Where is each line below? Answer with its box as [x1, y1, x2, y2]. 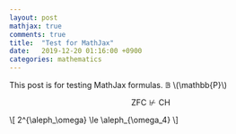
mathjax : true [9, 22, 63, 31]
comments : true [9, 30, 66, 39]
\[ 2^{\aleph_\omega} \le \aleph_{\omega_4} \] [9, 114, 179, 125]
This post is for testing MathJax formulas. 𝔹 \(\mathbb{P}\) [9, 80, 227, 90]
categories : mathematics [9, 55, 102, 64]
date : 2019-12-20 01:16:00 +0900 [9, 47, 143, 56]
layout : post [9, 13, 58, 22]
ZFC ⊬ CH [131, 97, 170, 108]
